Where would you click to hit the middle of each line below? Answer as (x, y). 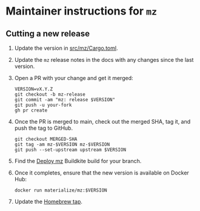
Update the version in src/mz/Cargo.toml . (66, 48)
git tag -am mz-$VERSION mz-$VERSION (62, 144)
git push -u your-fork (43, 105)
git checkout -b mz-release (50, 95)
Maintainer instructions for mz (82, 11)
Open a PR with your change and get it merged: (74, 78)
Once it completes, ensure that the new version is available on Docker (102, 173)
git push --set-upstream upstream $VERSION (70, 150)
